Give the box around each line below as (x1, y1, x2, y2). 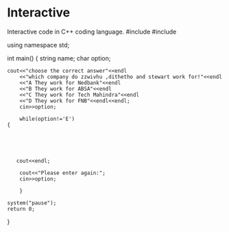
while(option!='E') (19, 115, 75, 122)
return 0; (7, 205, 36, 212)
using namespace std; (7, 40, 70, 49)
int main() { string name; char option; (7, 54, 111, 62)
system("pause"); (7, 199, 57, 207)
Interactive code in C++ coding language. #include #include (7, 27, 177, 36)
